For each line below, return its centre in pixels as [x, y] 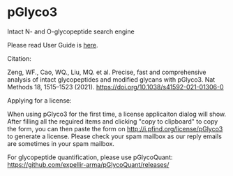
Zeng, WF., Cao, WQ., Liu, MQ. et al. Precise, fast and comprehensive [107, 72]
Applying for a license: [39, 100]
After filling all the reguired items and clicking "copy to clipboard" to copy [113, 121]
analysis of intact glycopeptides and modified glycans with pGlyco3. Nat [111, 79]
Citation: [19, 58]
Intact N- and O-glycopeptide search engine [71, 31]
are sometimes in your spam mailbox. [61, 143]
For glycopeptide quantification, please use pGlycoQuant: [90, 157]
